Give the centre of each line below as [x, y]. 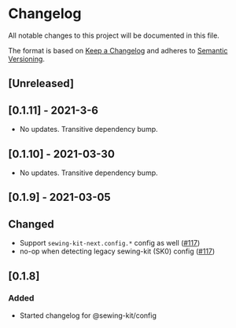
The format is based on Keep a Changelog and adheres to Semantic [118, 50]
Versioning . [27, 59]
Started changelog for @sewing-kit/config [88, 315]
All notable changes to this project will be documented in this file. [114, 35]
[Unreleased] [41, 84]
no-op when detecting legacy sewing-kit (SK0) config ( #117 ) [117, 251]
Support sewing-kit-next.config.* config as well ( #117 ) [110, 243]
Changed [31, 224]
